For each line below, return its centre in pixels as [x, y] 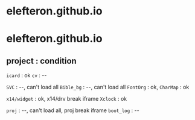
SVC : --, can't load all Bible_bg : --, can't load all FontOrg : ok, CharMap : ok [98, 87]
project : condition [41, 61]
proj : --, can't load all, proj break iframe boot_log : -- [73, 110]
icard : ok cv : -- [27, 75]
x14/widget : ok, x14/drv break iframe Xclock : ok [67, 99]
